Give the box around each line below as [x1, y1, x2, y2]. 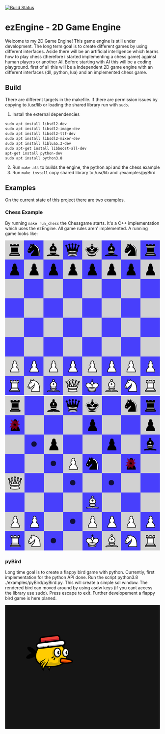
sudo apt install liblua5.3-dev [5, 141, 71, 146]
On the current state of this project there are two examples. [5, 197, 125, 203]
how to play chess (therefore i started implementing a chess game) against [5, 53, 157, 59]
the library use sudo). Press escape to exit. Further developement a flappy [5, 590, 156, 596]
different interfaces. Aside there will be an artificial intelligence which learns [5, 48, 159, 54]
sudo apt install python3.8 [5, 156, 63, 160]
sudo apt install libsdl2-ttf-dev [5, 131, 76, 136]
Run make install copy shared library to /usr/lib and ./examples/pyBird [12, 169, 156, 175]
